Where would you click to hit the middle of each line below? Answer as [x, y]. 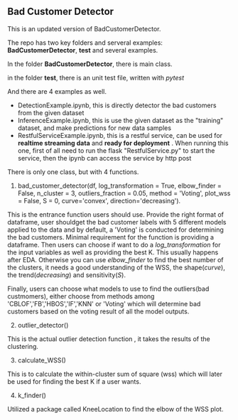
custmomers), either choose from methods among [81, 296]
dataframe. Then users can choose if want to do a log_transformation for [114, 244]
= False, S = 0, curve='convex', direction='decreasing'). [99, 200]
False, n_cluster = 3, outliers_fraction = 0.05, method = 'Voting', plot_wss [124, 193]
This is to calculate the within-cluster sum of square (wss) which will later [115, 374]
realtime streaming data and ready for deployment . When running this [123, 143]
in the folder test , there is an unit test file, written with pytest [96, 77]
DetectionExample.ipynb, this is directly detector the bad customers [117, 105]
